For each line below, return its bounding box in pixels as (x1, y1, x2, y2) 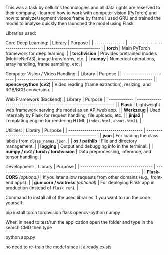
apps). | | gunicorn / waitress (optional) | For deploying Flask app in (14, 180, 155, 185)
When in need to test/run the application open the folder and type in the (5, 219, 154, 225)
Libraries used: (5, 30, 36, 36)
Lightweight (136, 102, 160, 107)
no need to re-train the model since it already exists (5, 244, 112, 250)
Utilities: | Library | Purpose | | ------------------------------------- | (5, 127, 146, 133)
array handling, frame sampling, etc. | (5, 61, 83, 67)
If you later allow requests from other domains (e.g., (42, 174, 150, 180)
